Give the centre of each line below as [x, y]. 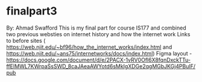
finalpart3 [32, 11]
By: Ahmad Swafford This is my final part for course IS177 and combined [96, 28]
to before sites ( [26, 40]
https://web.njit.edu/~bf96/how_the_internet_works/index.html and [89, 47]
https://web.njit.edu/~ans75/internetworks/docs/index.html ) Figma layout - [99, 53]
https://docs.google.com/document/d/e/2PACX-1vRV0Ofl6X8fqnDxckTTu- [99, 60]
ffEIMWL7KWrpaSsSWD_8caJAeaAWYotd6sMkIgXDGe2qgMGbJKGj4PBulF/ [101, 66]
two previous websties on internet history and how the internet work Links [98, 34]
